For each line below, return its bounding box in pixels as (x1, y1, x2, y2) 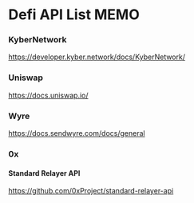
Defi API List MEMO (8, 6, 140, 24)
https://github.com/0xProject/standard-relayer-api (8, 186, 174, 196)
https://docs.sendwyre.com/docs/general (8, 129, 145, 138)
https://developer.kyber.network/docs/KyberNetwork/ (8, 52, 186, 62)
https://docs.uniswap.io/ (8, 90, 89, 100)
